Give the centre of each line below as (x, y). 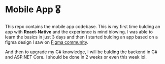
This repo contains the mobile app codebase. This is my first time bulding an (83, 26)
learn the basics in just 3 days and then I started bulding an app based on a (82, 37)
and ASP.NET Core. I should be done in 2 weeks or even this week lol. (76, 57)
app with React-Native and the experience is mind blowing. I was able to (79, 32)
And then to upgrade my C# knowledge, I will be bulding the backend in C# (81, 52)
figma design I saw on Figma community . (47, 42)
